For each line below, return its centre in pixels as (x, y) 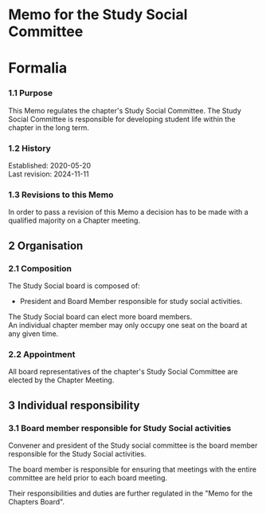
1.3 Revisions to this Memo (61, 195)
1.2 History (30, 148)
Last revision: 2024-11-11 (49, 174)
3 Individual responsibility (74, 405)
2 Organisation (46, 245)
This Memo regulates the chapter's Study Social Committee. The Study (125, 110)
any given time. (33, 334)
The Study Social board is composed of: (74, 286)
